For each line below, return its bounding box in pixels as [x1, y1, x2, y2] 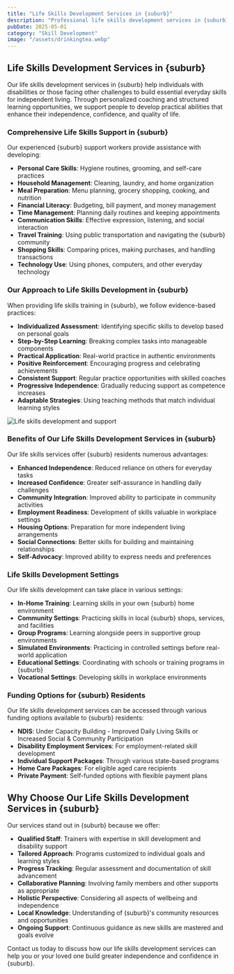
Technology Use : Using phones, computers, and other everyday [17, 261, 203, 269]
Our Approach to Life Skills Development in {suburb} [7, 285, 189, 295]
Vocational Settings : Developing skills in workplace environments [17, 673, 207, 681]
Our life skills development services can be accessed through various [7, 706, 208, 715]
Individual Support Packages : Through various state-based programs [17, 757, 219, 765]
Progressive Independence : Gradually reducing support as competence [17, 381, 226, 389]
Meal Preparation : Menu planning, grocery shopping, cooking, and [17, 186, 210, 195]
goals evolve [17, 931, 54, 939]
